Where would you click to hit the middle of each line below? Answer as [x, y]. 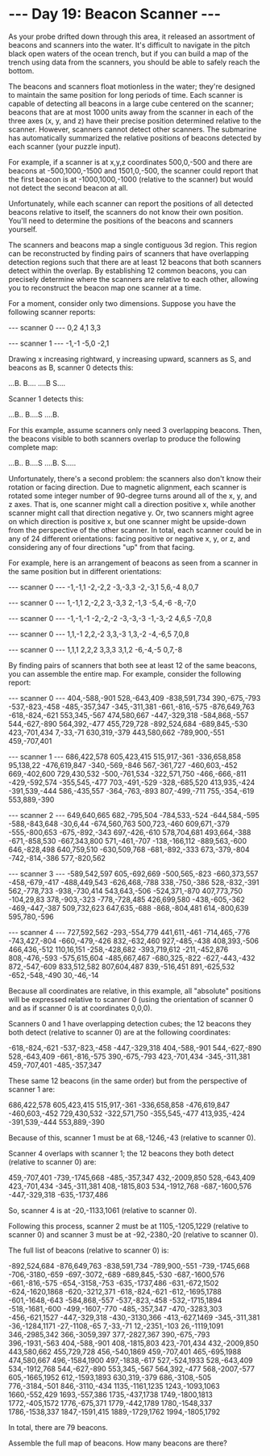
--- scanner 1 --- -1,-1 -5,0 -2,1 [59, 343]
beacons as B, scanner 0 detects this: [71, 367]
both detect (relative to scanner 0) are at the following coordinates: [120, 1032]
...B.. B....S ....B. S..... [42, 463]
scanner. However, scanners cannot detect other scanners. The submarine [133, 129]
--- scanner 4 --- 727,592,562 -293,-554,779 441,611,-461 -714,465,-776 [129, 932]
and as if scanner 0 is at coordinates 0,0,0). [81, 1008]
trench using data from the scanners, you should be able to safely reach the [134, 62]
